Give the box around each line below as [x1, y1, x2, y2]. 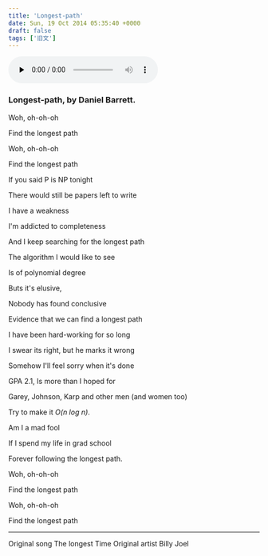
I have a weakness [8, 206, 69, 215]
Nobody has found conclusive [8, 298, 107, 308]
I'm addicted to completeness [8, 221, 106, 230]
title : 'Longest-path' [8, 11, 84, 20]
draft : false [8, 26, 52, 34]
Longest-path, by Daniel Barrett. [8, 94, 136, 106]
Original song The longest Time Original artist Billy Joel [8, 538, 189, 548]
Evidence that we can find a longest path [8, 314, 143, 324]
